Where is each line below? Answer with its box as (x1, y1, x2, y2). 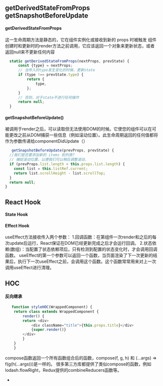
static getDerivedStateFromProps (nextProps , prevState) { (9, 59, 130, 64)
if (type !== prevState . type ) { (18, 72, 84, 77)
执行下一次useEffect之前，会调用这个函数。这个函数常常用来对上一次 (18, 258, 157, 264)
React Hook (5, 198, 41, 206)
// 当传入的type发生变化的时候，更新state (18, 68, 95, 73)
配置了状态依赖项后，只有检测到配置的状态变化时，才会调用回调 (29, 246, 158, 252)
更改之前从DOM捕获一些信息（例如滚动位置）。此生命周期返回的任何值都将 (9, 132, 158, 138)
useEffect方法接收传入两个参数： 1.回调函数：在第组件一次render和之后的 (5, 234, 152, 240)
